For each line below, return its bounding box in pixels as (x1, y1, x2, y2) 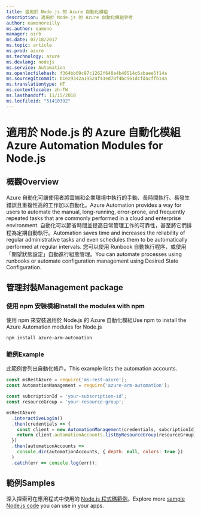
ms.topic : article (6, 43, 52, 49)
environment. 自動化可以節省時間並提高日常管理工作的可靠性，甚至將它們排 (6, 221, 193, 228)
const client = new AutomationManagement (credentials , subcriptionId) (17, 426, 197, 432)
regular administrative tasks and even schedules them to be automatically (6, 236, 188, 243)
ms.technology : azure (6, 53, 60, 59)
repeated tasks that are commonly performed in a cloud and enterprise (6, 214, 181, 222)
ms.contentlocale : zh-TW (6, 87, 68, 93)
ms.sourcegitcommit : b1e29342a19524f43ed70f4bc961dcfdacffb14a (6, 76, 167, 82)
